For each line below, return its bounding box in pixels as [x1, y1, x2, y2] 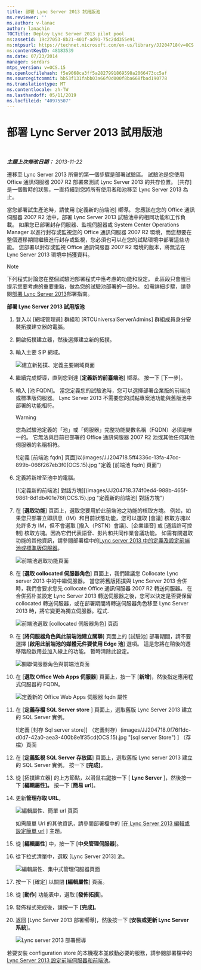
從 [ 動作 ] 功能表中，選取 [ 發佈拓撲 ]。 [15, 890, 107, 898]
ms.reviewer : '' [7, 14, 47, 20]
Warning [15, 414, 36, 421]
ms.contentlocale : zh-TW [7, 87, 69, 93]
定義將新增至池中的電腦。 [15, 474, 79, 481]
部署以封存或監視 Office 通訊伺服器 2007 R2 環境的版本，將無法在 [23, 243, 186, 250]
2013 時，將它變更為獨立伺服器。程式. [15, 607, 109, 614]
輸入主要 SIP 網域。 [15, 348, 64, 356]
